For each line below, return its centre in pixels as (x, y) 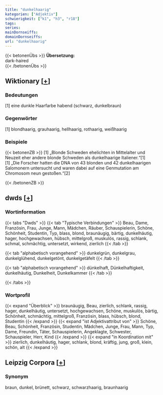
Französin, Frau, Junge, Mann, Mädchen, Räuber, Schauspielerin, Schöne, (80, 228)
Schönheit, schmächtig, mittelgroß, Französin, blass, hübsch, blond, (73, 316)
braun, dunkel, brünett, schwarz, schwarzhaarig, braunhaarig (67, 387)
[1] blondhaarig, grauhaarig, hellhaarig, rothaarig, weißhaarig (66, 129)
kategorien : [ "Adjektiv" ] (31, 14)
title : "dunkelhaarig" (28, 10)
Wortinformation (25, 212)
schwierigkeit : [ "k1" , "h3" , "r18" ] (42, 19)
